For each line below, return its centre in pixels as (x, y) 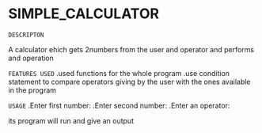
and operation (31, 58)
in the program (32, 90)
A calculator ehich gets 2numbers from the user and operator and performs (131, 49)
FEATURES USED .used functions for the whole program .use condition (119, 73)
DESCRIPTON (26, 35)
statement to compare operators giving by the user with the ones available (129, 82)
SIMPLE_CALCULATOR (84, 14)
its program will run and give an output (71, 120)
